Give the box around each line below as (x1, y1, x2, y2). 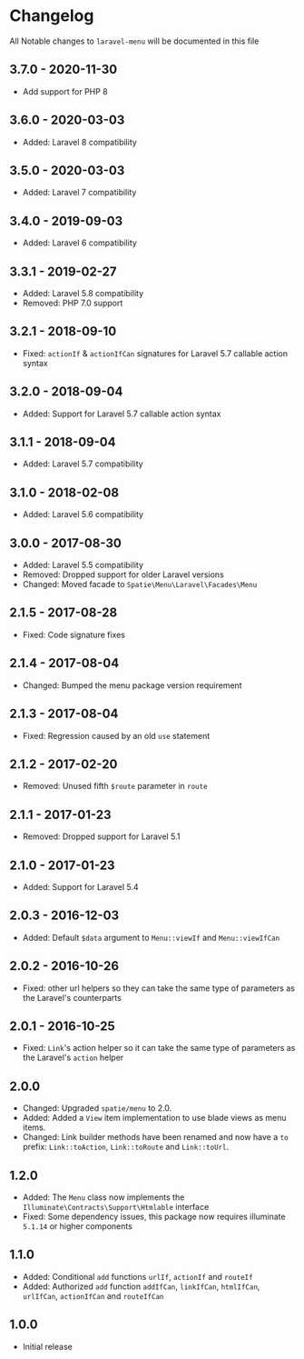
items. (22, 1122, 46, 1133)
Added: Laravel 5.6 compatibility (22, 509, 143, 520)
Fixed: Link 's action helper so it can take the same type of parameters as (22, 1043, 296, 1054)
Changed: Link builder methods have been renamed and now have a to (22, 1132, 289, 1143)
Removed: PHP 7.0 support (22, 297, 123, 308)
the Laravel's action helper (22, 1052, 124, 1064)
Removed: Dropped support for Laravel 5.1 (22, 831, 181, 842)
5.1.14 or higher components (22, 1221, 133, 1232)
